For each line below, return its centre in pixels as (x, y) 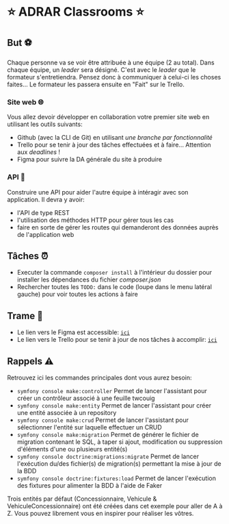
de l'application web (45, 234)
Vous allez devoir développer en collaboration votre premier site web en (108, 117)
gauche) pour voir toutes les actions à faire (77, 295)
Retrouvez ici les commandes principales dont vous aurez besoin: (100, 378)
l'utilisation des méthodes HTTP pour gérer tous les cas (95, 220)
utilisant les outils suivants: (45, 124)
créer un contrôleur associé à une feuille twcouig (86, 398)
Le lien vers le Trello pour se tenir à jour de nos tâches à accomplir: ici (117, 340)
